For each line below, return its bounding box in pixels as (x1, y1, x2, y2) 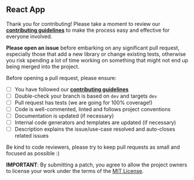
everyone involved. (6, 32, 52, 40)
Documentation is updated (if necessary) (14, 112, 114, 119)
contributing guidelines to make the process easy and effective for (6, 26, 170, 34)
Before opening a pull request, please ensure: (6, 74, 116, 81)
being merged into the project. (6, 63, 80, 70)
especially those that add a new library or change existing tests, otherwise (6, 50, 186, 58)
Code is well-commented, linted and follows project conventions (14, 106, 171, 112)
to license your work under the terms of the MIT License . (6, 168, 144, 175)
